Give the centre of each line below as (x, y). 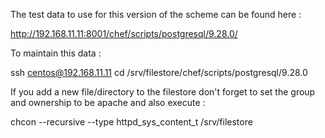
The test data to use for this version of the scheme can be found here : (156, 14)
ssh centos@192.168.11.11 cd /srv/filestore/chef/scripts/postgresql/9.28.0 (159, 72)
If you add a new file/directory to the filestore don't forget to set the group (163, 92)
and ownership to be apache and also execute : (108, 102)
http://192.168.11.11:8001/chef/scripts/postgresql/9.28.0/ (124, 33)
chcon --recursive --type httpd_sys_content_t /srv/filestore (131, 122)
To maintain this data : (56, 53)
